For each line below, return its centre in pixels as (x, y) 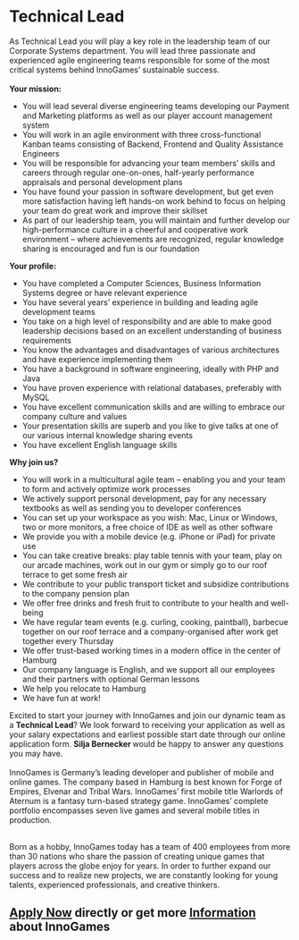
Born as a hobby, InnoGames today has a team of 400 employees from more (150, 846)
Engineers (41, 153)
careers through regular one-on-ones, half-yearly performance (138, 173)
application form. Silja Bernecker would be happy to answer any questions (146, 743)
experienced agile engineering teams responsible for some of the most (140, 60)
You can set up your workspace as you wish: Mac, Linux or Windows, (150, 517)
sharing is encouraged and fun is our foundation (111, 249)
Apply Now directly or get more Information (133, 913)
